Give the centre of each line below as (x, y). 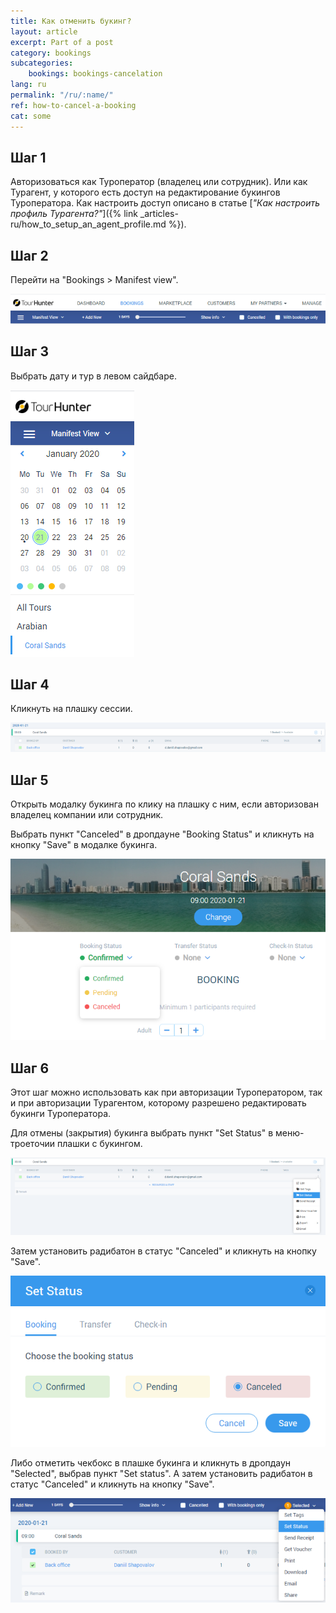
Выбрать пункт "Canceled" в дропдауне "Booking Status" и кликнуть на (162, 834)
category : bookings (51, 53)
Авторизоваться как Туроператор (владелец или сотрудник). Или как (159, 182)
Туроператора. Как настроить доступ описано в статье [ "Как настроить (165, 203)
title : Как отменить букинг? (71, 21)
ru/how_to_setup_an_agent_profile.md (88, 224)
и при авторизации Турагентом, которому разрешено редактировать (158, 1103)
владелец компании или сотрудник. (87, 815)
